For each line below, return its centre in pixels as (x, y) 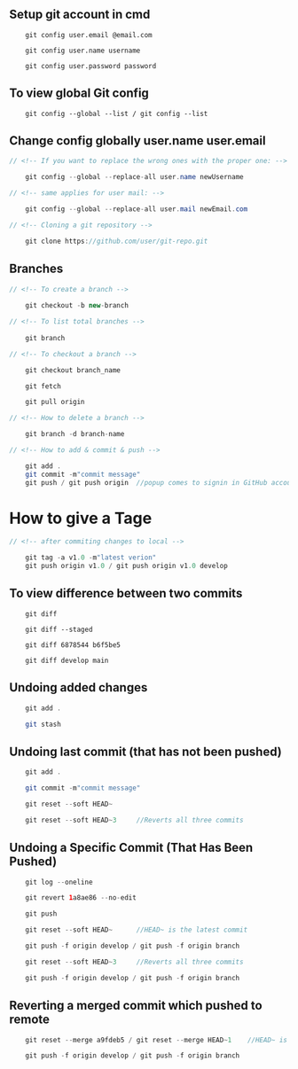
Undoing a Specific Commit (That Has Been (131, 848)
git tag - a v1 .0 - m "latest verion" (91, 558)
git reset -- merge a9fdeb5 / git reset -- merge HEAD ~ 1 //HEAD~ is (157, 1040)
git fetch (43, 386)
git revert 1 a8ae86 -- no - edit (81, 898)
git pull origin (55, 402)
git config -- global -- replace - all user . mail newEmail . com (137, 209)
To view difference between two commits (126, 593)
